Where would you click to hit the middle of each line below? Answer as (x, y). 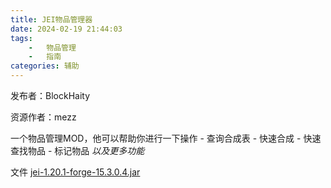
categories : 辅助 (45, 66)
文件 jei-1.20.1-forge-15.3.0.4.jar (75, 172)
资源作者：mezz (43, 117)
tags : (21, 38)
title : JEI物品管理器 (51, 19)
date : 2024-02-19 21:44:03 (66, 29)
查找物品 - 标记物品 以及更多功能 (77, 150)
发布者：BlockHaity (50, 95)
